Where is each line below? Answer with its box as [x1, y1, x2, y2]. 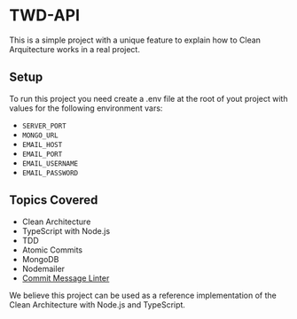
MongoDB [21, 253, 59, 264]
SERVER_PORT [21, 121, 66, 130]
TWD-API [9, 5, 81, 26]
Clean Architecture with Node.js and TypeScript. [9, 299, 186, 310]
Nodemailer [21, 263, 65, 274]
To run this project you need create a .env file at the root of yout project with [9, 93, 288, 104]
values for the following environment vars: [9, 103, 163, 113]
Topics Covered [9, 192, 98, 208]
